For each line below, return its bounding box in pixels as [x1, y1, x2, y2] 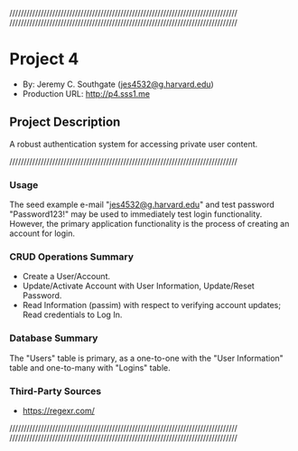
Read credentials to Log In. [22, 309, 123, 320]
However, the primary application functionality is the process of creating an [9, 219, 290, 230]
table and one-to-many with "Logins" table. [9, 362, 171, 373]
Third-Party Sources [9, 384, 102, 397]
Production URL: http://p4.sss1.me [22, 88, 151, 99]
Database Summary [9, 332, 98, 344]
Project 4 [9, 49, 79, 70]
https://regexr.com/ [22, 405, 95, 416]
